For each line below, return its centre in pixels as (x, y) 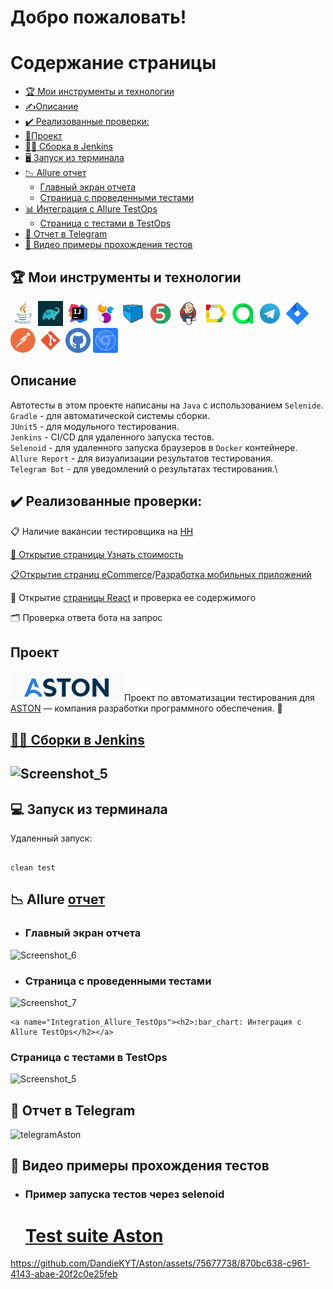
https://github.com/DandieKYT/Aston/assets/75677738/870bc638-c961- (160, 1263)
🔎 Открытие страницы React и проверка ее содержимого (133, 597)
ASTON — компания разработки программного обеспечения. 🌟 (146, 708)
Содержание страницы (113, 63)
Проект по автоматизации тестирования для (219, 698)
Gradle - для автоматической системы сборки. (110, 415)
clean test (33, 867)
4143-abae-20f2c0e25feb (64, 1274)
